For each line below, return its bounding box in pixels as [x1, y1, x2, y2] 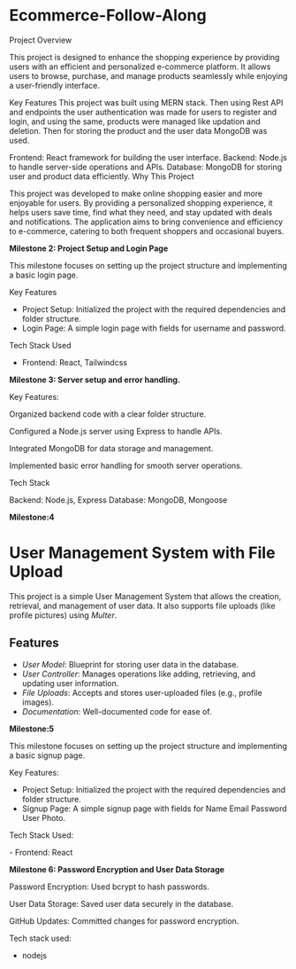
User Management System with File [9, 543, 276, 563]
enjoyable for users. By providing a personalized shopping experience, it [9, 197, 273, 208]
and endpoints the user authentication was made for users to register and [9, 106, 277, 117]
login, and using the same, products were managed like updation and [9, 116, 261, 127]
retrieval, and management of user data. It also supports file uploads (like [9, 600, 276, 611]
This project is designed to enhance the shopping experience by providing [9, 51, 280, 62]
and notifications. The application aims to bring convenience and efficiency [9, 216, 284, 227]
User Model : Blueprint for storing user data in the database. [21, 659, 239, 669]
